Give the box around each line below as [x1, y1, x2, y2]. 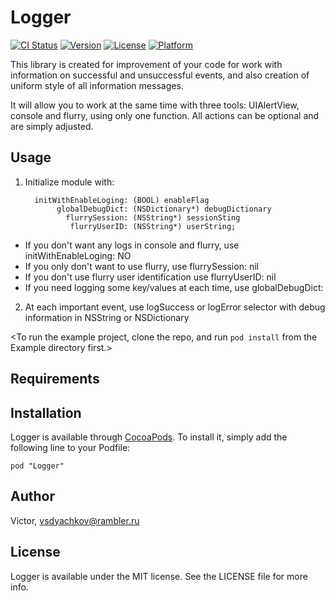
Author [10, 488, 55, 505]
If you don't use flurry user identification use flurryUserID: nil [24, 271, 277, 283]
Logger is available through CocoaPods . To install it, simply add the [10, 431, 288, 443]
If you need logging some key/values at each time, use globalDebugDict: [24, 281, 324, 293]
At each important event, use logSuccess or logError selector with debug [24, 301, 326, 313]
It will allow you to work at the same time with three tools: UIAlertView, [10, 99, 300, 111]
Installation [10, 404, 82, 421]
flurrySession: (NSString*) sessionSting [65, 212, 241, 223]
